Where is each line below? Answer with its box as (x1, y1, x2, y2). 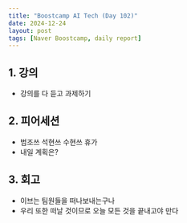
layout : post (8, 26, 52, 34)
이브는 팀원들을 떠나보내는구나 (19, 196, 115, 205)
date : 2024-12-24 (8, 19, 67, 27)
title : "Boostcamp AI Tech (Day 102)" (8, 11, 138, 20)
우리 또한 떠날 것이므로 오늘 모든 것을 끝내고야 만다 (19, 205, 179, 215)
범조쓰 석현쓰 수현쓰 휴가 (19, 137, 98, 147)
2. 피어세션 (8, 114, 60, 128)
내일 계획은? (19, 147, 59, 156)
